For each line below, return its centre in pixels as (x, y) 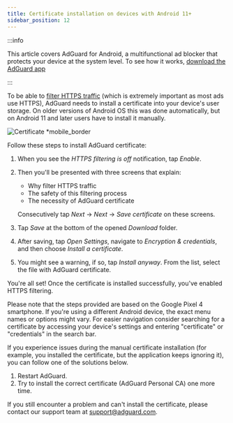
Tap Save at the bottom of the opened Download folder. (97, 227)
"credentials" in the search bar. (52, 334)
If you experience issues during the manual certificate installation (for (107, 347)
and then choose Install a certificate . (70, 248)
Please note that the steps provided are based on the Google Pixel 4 (105, 304)
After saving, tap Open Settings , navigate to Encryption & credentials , (117, 241)
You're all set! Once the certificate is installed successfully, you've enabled (115, 283)
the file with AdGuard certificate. (64, 269)
